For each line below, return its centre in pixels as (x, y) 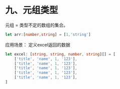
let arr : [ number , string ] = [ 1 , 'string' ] (48, 34)
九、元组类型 (32, 10)
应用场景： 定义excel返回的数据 (38, 44)
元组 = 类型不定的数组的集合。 (37, 25)
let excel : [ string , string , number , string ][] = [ (60, 54)
